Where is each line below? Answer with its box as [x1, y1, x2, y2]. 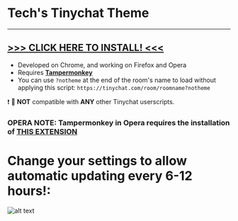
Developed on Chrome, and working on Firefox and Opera [17, 60, 187, 69]
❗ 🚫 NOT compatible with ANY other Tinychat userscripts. [7, 97, 175, 106]
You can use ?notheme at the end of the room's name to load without [17, 76, 216, 84]
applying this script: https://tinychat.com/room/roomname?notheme [17, 83, 210, 91]
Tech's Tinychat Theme [7, 5, 149, 21]
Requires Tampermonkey [17, 68, 93, 76]
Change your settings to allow [7, 152, 188, 169]
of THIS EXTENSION [7, 126, 78, 136]
